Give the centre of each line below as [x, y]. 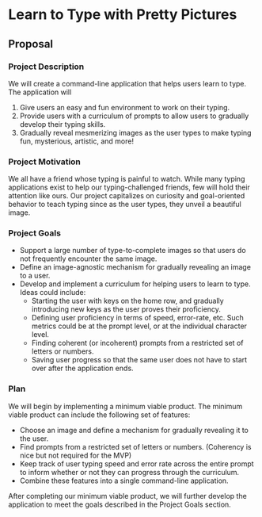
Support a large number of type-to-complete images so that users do [133, 251]
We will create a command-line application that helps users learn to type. [127, 83]
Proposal [31, 44]
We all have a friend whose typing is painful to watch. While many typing [127, 179]
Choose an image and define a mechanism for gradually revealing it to [134, 430]
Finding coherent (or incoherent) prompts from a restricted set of [137, 343]
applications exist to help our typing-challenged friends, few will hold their [129, 187]
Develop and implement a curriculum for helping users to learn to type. [135, 284]
